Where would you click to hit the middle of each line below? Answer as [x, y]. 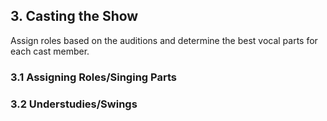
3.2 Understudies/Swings [74, 104]
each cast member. [50, 51]
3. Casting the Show [74, 16]
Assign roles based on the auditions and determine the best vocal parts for [164, 40]
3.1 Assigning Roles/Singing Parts [93, 77]
